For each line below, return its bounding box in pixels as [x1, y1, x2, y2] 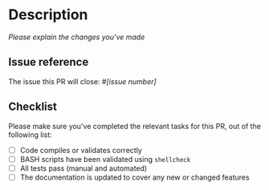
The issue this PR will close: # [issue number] [8, 76, 157, 86]
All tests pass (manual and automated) [19, 163, 148, 173]
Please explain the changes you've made [8, 32, 145, 42]
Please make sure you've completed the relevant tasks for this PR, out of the [8, 121, 261, 131]
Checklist [8, 100, 58, 114]
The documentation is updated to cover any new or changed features [19, 172, 251, 182]
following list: [8, 130, 52, 139]
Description [8, 6, 88, 24]
